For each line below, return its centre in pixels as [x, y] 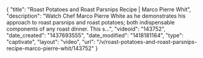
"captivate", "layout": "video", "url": [51, 42]
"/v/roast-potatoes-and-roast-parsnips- [147, 42]
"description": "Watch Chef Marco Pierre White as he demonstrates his [96, 16]
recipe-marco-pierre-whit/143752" [50, 48]
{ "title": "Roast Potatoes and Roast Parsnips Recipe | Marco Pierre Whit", [99, 9]
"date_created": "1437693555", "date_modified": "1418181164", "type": [95, 35]
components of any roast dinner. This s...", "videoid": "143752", [86, 29]
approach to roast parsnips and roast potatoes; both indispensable [90, 22]
